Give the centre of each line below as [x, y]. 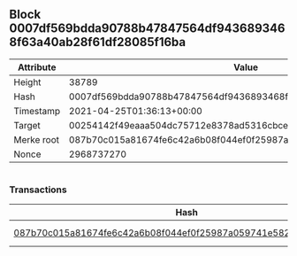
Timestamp [37, 111]
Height [27, 81]
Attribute [37, 67]
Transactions [38, 190]
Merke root [37, 139]
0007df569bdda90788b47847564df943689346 [147, 29]
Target [27, 125]
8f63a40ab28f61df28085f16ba [98, 42]
